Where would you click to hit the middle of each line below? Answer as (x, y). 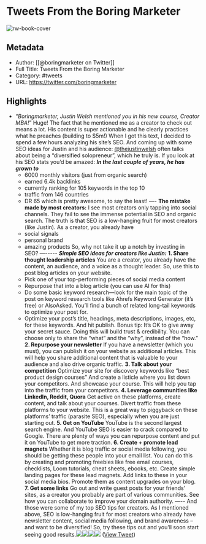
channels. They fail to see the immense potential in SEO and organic (110, 214)
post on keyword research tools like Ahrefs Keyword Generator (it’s (109, 298)
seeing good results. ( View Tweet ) (80, 534)
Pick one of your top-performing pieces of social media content (105, 279)
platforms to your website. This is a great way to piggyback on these (111, 410)
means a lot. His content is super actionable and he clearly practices (102, 129)
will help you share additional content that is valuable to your (101, 357)
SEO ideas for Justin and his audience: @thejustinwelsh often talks (99, 149)
